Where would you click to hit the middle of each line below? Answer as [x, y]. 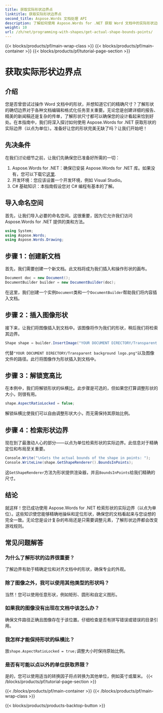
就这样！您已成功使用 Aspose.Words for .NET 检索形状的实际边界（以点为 [79, 508]
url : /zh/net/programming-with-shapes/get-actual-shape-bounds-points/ [79, 32]
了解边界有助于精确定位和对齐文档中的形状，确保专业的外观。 [67, 569]
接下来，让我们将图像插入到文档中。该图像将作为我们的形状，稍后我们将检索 [81, 327]
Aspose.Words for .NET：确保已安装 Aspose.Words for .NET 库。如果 [81, 168]
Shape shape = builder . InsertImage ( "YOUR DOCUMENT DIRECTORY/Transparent [81, 343]
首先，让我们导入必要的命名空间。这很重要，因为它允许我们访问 [69, 215]
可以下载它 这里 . [41, 174]
